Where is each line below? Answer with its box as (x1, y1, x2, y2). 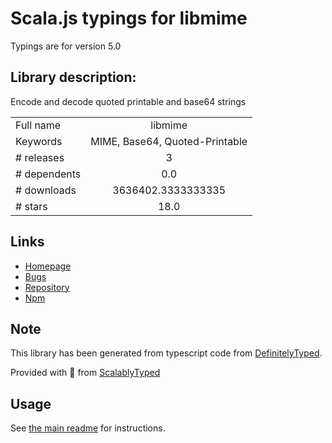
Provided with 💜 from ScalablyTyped (10, 367, 161, 379)
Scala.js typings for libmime (10, 7, 248, 30)
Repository (24, 281, 70, 293)
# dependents (15, 167, 82, 181)
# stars (15, 199, 48, 213)
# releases (15, 150, 65, 164)
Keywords (15, 134, 63, 148)
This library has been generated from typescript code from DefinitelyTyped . (10, 347, 323, 359)
